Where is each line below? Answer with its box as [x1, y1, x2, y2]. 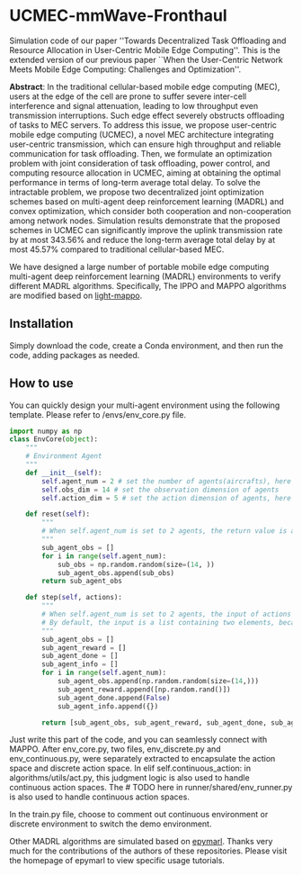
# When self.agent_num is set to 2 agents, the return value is [41, 527, 288, 536]
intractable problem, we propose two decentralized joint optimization [9, 186, 265, 197]
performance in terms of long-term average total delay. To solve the [9, 176, 261, 187]
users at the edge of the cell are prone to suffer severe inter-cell [9, 91, 247, 102]
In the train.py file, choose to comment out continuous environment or [9, 809, 269, 820]
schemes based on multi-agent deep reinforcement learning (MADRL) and [9, 195, 285, 207]
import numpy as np [9, 427, 83, 436]
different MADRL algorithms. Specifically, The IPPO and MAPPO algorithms [9, 280, 287, 291]
